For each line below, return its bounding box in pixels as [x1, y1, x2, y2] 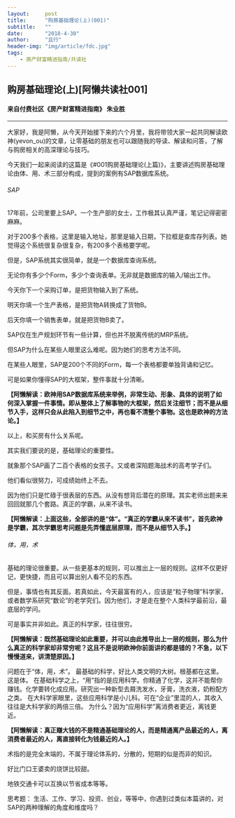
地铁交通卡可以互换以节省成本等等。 [7, 779, 112, 788]
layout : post [7, 10, 58, 18]
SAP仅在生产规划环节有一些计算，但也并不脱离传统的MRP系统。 [7, 330, 192, 339]
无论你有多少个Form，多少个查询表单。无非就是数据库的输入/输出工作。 [7, 271, 215, 279]
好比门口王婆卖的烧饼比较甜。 [7, 764, 93, 772]
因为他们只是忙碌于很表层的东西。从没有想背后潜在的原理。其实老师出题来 [7, 490, 222, 499]
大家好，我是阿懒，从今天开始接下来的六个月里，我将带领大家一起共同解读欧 [7, 128, 228, 137]
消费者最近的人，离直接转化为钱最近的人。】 [7, 735, 133, 743]
